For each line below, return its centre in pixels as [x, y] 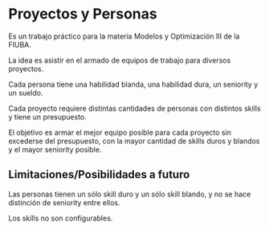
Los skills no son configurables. [61, 218]
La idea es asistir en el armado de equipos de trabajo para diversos [120, 60]
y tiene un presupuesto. [47, 116]
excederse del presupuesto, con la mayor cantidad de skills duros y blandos [134, 140]
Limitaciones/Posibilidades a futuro [99, 174]
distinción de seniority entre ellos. [64, 202]
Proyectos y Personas [83, 14]
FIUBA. [20, 44]
